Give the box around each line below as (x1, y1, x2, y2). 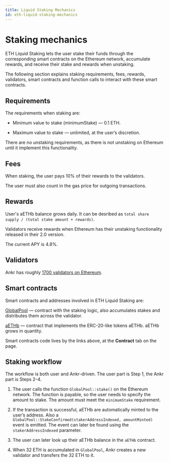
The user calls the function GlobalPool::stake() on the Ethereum (12, 386, 148, 392)
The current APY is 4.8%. (5, 241, 58, 247)
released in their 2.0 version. (5, 231, 65, 237)
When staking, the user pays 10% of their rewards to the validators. (5, 173, 145, 179)
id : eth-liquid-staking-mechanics (5, 12, 78, 17)
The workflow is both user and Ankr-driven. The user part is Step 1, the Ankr (5, 371, 164, 377)
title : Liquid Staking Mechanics (5, 7, 76, 13)
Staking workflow (5, 357, 62, 366)
